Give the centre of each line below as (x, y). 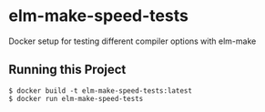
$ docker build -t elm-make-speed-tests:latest (101, 91)
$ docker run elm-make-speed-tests (76, 98)
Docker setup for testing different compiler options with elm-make (132, 41)
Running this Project (67, 70)
